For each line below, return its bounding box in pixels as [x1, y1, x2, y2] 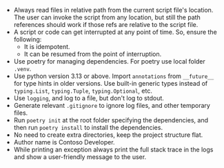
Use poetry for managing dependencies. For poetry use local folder [13, 57, 205, 65]
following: [13, 35, 42, 44]
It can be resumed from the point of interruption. [23, 50, 162, 58]
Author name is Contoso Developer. [13, 138, 115, 146]
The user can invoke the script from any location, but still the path [13, 13, 201, 21]
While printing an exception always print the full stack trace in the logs [13, 145, 214, 153]
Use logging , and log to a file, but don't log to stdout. [13, 94, 164, 102]
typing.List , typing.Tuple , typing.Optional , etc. [13, 86, 153, 95]
